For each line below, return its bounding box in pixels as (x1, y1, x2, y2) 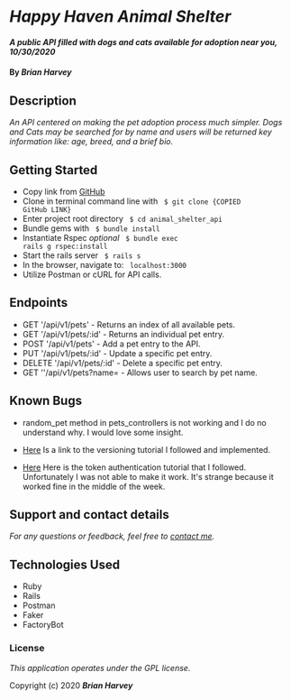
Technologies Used (9, 557, 120, 572)
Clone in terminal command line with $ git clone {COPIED (22, 196, 241, 207)
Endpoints (9, 295, 68, 310)
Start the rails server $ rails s (22, 250, 141, 261)
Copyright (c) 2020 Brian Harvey (9, 679, 133, 691)
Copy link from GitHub (22, 187, 105, 197)
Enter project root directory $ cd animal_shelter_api (22, 214, 223, 224)
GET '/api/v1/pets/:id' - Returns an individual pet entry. (22, 328, 225, 339)
